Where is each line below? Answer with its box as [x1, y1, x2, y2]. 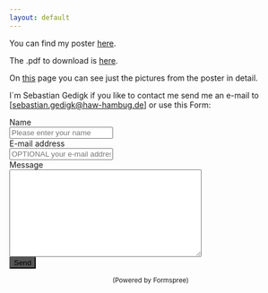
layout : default [9, 13, 70, 22]
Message [9, 159, 44, 170]
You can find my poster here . [9, 38, 117, 48]
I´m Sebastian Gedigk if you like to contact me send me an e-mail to [9, 90, 260, 100]
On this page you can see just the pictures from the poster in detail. [9, 73, 258, 83]
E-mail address [9, 138, 65, 149]
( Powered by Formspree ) [111, 275, 190, 285]
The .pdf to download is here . [9, 55, 118, 65]
